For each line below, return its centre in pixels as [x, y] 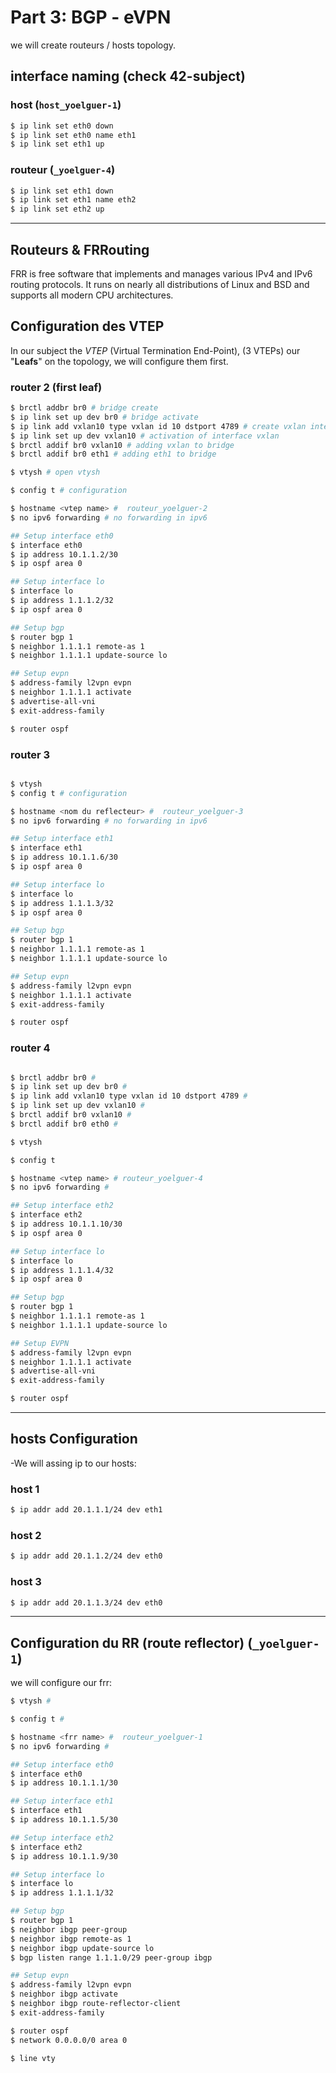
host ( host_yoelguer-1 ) [66, 105]
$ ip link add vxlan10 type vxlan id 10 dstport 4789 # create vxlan [158, 426]
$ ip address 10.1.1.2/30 [64, 554]
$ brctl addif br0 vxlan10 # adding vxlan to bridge [122, 445]
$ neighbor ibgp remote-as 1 [71, 1939]
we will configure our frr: [61, 1683]
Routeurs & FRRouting [80, 249]
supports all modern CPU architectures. [92, 295]
